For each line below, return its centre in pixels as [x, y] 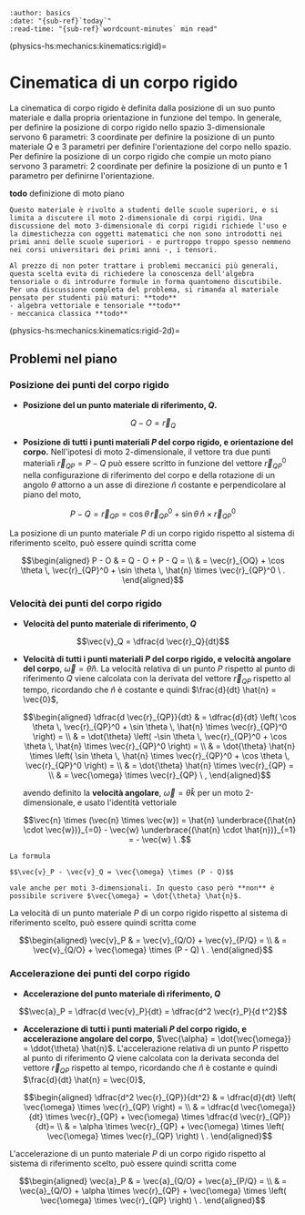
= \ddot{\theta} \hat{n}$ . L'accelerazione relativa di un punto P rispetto [156, 1048]
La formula [30, 856]
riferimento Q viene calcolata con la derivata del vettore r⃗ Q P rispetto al [157, 679]
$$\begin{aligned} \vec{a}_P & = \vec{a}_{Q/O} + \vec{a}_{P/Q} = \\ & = [153, 1180]
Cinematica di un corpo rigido [124, 83]
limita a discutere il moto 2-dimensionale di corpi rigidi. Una [136, 218]
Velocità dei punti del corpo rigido [86, 604]
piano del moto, [52, 494]
